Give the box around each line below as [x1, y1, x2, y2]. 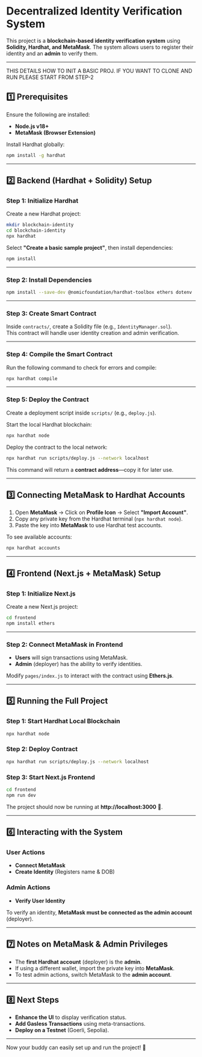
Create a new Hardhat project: [6, 210, 81, 218]
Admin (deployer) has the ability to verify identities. [14, 660, 142, 667]
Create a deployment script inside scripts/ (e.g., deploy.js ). [6, 409, 156, 416]
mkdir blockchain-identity [6, 222, 74, 228]
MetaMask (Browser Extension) [14, 129, 96, 136]
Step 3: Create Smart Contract [6, 309, 97, 317]
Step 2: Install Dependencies [6, 276, 92, 284]
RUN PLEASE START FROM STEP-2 [6, 74, 94, 81]
